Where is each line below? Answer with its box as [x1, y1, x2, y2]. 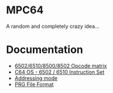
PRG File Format [14, 81, 54, 88]
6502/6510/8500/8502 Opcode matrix [14, 62, 107, 69]
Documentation [6, 43, 84, 56]
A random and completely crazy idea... [6, 23, 100, 30]
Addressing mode [14, 74, 58, 81]
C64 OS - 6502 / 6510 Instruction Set [14, 68, 105, 76]
